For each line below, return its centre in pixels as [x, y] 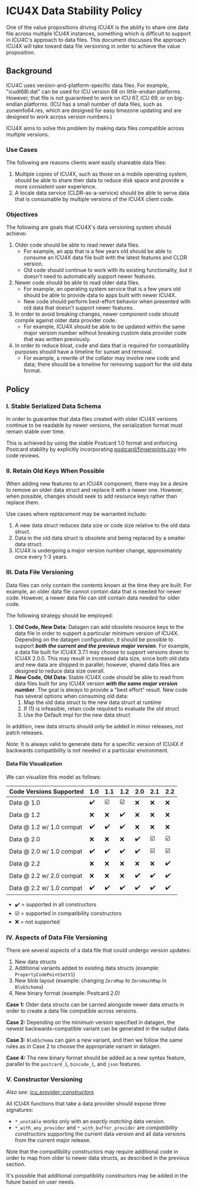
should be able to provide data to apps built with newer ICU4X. [100, 295]
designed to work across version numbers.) [59, 116]
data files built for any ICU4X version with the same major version [96, 683]
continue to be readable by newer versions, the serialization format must [95, 425]
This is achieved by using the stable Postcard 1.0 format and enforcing [92, 443]
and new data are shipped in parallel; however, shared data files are [97, 664]
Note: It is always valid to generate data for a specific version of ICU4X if [95, 744]
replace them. [23, 502]
